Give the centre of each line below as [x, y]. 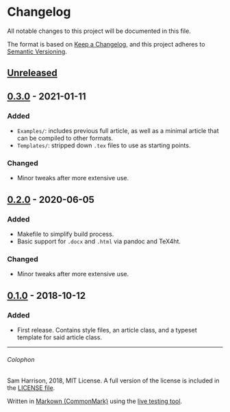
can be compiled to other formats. [65, 138]
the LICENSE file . [31, 388]
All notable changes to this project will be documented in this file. [99, 31]
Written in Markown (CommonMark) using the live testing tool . [95, 401]
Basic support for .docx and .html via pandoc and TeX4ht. [99, 241]
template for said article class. [60, 337]
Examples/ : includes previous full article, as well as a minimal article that [118, 131]
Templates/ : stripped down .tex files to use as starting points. [104, 145]
